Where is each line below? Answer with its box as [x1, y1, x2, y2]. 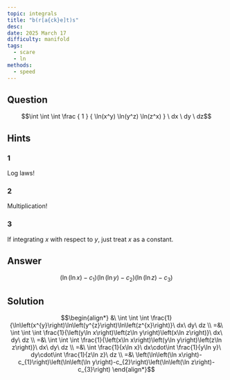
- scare [13, 49, 36, 56]
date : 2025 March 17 [7, 29, 67, 37]
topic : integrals [7, 10, 57, 17]
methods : [7, 62, 33, 69]
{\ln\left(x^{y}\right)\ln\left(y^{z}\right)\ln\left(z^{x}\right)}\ [10, 321, 175, 329]
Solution [7, 295, 44, 307]
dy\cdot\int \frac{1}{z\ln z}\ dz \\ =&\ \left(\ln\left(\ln [30, 351, 177, 359]
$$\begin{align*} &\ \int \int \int [60, 313, 150, 322]
